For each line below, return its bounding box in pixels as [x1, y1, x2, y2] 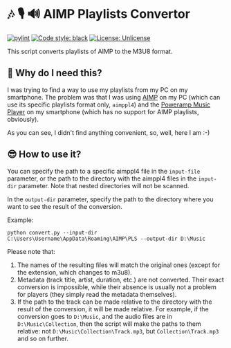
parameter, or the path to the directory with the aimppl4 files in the [7, 174, 197, 183]
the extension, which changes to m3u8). [17, 268, 133, 276]
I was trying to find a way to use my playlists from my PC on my [7, 85, 188, 94]
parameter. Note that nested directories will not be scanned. [18, 181, 190, 190]
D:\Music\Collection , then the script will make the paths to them [17, 320, 202, 328]
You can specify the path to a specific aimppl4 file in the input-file [7, 167, 201, 175]
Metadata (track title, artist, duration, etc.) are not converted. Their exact [17, 275, 225, 284]
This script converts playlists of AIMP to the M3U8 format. [7, 47, 173, 55]
